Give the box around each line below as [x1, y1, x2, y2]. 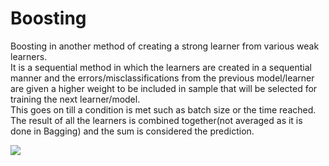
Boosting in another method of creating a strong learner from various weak [10, 40, 320, 52]
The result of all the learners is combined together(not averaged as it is [10, 114, 303, 126]
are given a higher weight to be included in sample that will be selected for [10, 82, 318, 94]
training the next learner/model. [10, 93, 141, 105]
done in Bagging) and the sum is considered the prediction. [10, 125, 255, 137]
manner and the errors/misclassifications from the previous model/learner [10, 72, 315, 84]
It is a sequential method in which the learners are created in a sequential [10, 61, 312, 73]
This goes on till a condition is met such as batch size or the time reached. [10, 103, 317, 116]
